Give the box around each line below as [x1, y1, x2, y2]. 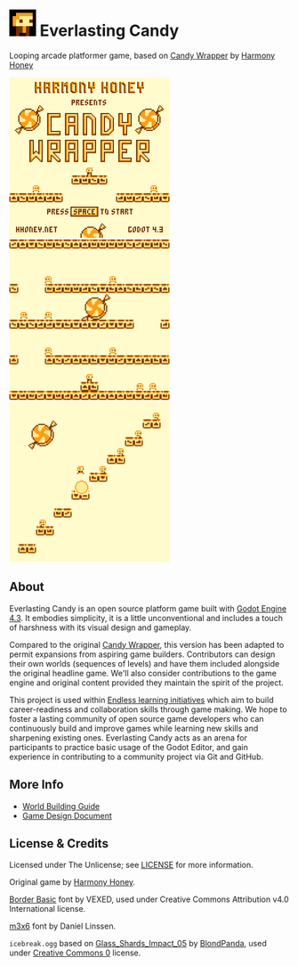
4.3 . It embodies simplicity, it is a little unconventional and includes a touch [9, 612, 283, 623]
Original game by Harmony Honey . [9, 877, 136, 888]
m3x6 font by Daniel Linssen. [9, 921, 117, 931]
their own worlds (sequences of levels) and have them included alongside [9, 658, 280, 668]
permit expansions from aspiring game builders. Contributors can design [9, 649, 276, 659]
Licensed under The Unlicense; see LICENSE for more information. [9, 860, 254, 871]
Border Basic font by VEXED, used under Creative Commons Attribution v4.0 [9, 894, 289, 905]
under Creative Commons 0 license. [9, 947, 141, 958]
